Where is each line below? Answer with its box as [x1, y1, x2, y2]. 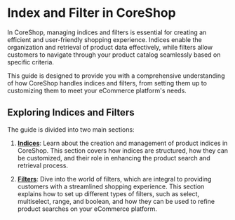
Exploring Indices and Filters [7, 106, 135, 118]
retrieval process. [17, 161, 69, 170]
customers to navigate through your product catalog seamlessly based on [7, 50, 221, 59]
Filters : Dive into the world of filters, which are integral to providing [17, 174, 212, 183]
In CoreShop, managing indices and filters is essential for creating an [7, 28, 207, 36]
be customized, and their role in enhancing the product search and [17, 153, 210, 162]
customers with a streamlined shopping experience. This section [17, 182, 205, 191]
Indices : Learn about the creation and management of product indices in [17, 139, 228, 147]
